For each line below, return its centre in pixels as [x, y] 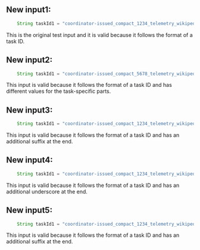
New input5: [29, 210]
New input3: [29, 110]
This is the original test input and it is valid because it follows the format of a [100, 35]
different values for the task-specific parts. [59, 91]
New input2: [29, 60]
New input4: [29, 160]
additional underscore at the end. [47, 191]
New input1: [29, 10]
